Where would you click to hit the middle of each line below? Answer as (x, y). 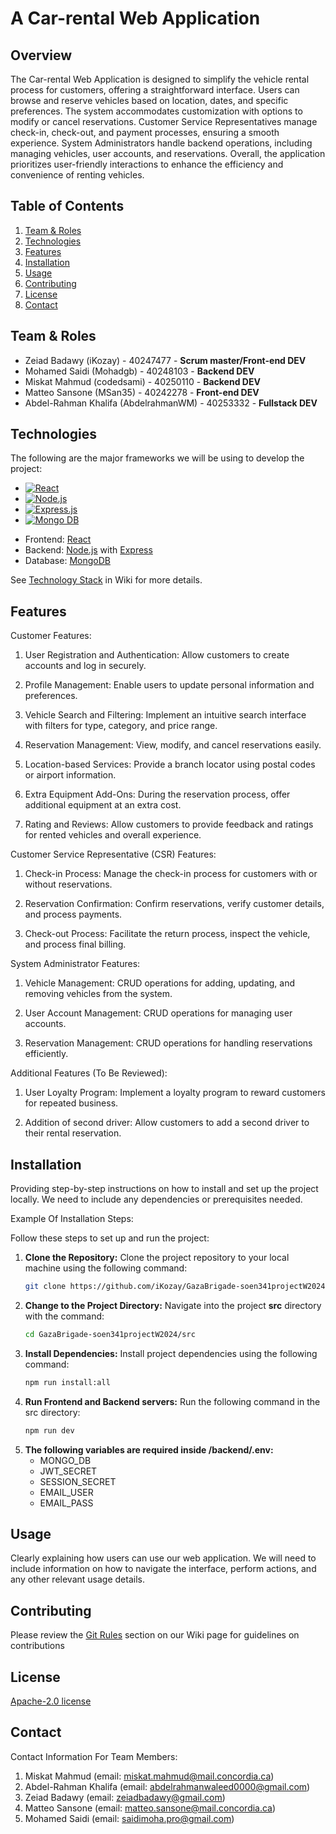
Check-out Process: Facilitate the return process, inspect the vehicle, (167, 934)
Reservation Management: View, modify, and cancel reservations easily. (173, 745)
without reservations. (68, 884)
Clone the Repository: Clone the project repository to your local (157, 1258)
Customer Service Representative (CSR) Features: (113, 854)
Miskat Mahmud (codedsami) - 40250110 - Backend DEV (142, 381)
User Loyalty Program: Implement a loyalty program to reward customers (175, 1093)
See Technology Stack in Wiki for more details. (106, 580)
